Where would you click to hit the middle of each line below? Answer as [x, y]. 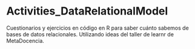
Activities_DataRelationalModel [87, 11]
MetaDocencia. [25, 41]
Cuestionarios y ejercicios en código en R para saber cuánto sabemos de [97, 28]
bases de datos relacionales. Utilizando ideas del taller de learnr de [90, 34]
